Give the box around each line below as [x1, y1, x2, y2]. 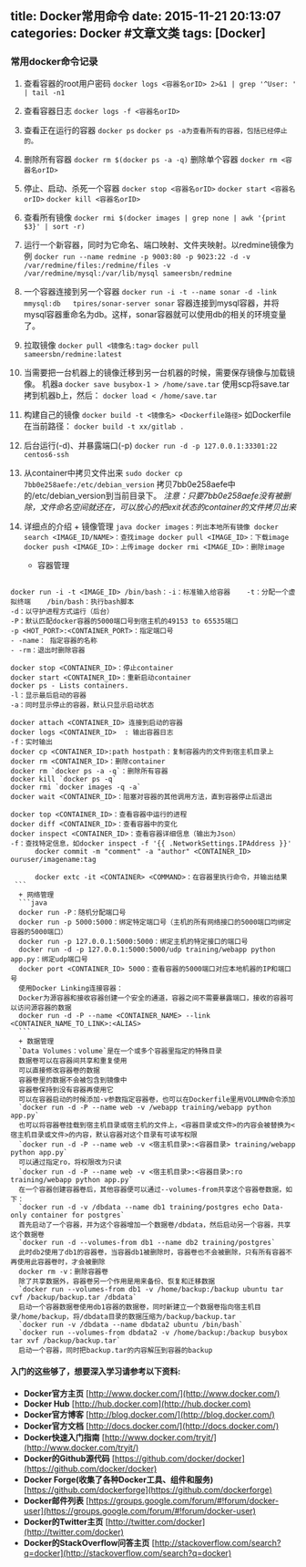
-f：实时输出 [10, 737, 53, 746]
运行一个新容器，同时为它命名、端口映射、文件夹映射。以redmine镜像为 [23, 239, 294, 250]
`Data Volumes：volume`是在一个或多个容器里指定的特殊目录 [18, 1046, 222, 1055]
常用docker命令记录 [10, 56, 98, 68]
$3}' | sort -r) [23, 222, 86, 231]
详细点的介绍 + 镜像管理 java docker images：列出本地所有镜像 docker [23, 521, 279, 532]
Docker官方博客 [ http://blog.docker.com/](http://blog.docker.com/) [23, 1408, 276, 1420]
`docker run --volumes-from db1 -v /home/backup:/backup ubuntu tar [18, 1284, 284, 1293]
